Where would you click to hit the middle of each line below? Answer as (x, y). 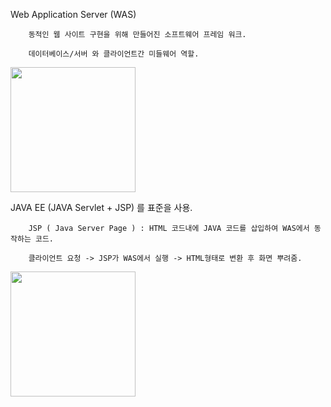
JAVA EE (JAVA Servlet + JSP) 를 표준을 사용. (101, 207)
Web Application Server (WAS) (73, 14)
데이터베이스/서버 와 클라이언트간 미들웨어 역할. (114, 54)
